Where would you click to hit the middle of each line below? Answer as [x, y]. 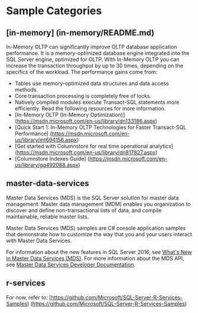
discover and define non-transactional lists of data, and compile [84, 210]
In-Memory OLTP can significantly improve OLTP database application [92, 47]
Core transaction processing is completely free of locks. [83, 96]
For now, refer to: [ [29, 297]
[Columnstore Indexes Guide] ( [52, 159]
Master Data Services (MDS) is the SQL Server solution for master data [92, 198]
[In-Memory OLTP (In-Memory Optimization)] [70, 115]
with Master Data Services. [39, 240]
